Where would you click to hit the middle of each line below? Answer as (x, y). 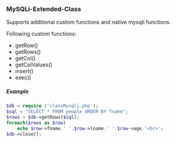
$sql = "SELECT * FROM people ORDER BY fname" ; (67, 112)
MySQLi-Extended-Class (44, 9)
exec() (23, 78)
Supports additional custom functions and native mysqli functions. (88, 22)
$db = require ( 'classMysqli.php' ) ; (52, 106)
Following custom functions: (41, 34)
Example (18, 91)
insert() (24, 71)
